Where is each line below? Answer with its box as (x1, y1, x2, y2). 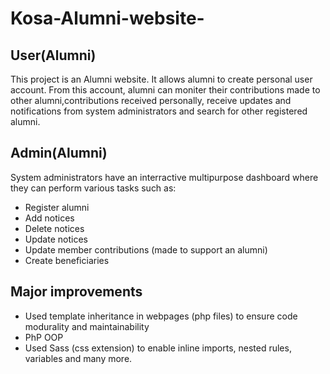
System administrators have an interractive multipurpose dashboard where (10, 171, 319, 183)
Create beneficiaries (24, 254, 110, 266)
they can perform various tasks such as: (10, 182, 177, 194)
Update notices (24, 233, 88, 245)
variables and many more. (24, 352, 133, 364)
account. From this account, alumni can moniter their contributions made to (10, 84, 321, 96)
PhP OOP (24, 331, 64, 343)
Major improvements (10, 283, 143, 301)
